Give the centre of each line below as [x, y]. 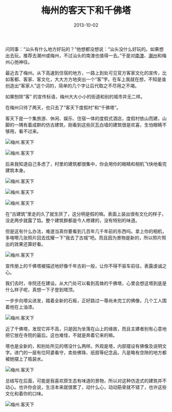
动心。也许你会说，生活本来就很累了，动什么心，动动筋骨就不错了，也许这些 [86, 387]
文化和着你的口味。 [26, 394]
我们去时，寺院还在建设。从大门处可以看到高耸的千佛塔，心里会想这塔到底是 [86, 283]
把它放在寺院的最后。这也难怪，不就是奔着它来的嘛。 [61, 335]
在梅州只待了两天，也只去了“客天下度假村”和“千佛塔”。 [63, 107]
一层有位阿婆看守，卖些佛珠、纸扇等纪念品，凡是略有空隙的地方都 [97, 352]
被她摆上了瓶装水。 [26, 359]
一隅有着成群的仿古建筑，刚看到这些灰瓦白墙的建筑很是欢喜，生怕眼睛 [88, 125]
